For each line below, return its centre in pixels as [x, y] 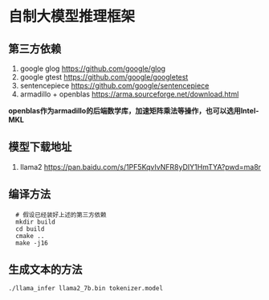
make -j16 [32, 243]
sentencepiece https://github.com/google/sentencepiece [114, 86]
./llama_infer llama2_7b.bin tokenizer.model [86, 289]
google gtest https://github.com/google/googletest [104, 77]
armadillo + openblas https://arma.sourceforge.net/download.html [129, 94]
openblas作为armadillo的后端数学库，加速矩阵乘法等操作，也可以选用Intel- [134, 111]
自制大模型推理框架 [72, 16]
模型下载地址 [40, 147]
